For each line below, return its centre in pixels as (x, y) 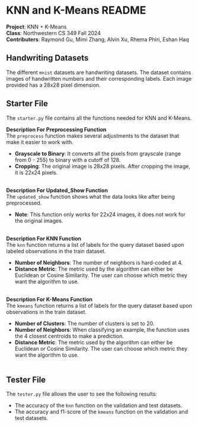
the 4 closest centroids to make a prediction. (69, 336)
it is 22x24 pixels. (36, 172)
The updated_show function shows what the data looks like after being (90, 196)
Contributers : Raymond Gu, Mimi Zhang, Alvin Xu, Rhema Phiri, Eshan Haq (98, 39)
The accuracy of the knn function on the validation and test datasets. (98, 406)
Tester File (26, 379)
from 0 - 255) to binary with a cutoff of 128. (68, 160)
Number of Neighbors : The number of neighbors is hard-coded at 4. (99, 262)
